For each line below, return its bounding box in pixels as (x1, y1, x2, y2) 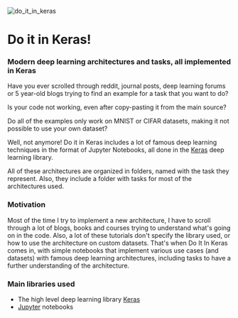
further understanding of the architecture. (7, 261, 130, 270)
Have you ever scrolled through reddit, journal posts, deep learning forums (7, 82, 226, 90)
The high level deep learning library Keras (17, 295, 141, 304)
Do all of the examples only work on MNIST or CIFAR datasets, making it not (7, 117, 229, 126)
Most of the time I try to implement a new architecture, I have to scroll (7, 216, 211, 224)
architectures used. (7, 182, 64, 191)
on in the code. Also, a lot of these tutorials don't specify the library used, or (7, 231, 231, 239)
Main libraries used (7, 279, 75, 289)
